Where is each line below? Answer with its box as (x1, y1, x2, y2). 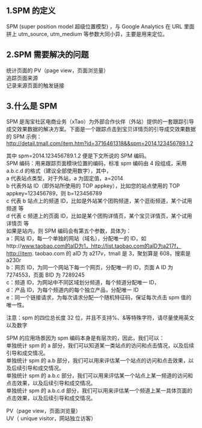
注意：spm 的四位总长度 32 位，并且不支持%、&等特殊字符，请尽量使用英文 (6, 314, 194, 322)
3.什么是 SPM (6, 101, 58, 111)
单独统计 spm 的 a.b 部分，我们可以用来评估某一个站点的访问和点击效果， (6, 357, 189, 364)
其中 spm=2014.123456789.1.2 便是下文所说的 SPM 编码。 (6, 152, 150, 159)
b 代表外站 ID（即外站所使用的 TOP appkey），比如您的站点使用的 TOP (6, 182, 180, 189)
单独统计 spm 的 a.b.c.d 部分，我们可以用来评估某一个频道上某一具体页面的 (6, 387, 193, 394)
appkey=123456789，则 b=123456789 (6, 190, 102, 197)
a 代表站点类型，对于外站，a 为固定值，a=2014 (6, 175, 123, 182)
